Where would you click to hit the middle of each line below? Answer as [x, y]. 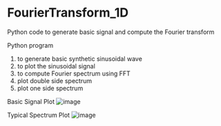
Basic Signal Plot [31, 101]
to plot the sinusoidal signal [56, 66]
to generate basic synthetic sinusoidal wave [80, 58]
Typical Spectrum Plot [39, 115]
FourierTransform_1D [68, 13]
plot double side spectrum [54, 80]
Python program [30, 45]
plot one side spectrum [50, 88]
